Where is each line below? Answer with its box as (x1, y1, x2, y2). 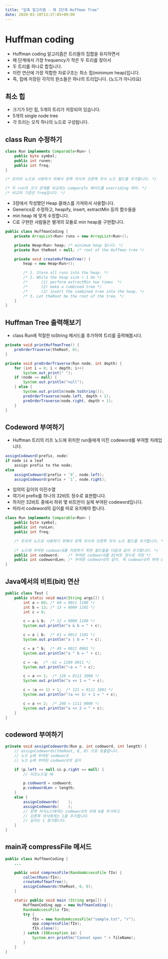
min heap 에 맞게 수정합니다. (12, 213, 69, 219)
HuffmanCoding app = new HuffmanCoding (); (23, 902, 113, 908)
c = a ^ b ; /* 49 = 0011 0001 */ (23, 646, 95, 651)
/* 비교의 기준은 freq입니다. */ (5, 191, 66, 196)
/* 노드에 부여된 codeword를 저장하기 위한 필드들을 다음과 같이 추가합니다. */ (14, 548, 159, 553)
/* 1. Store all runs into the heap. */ (23, 270, 109, 276)
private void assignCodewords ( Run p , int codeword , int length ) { (5, 744, 147, 749)
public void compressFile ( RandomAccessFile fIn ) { (14, 870, 122, 875)
